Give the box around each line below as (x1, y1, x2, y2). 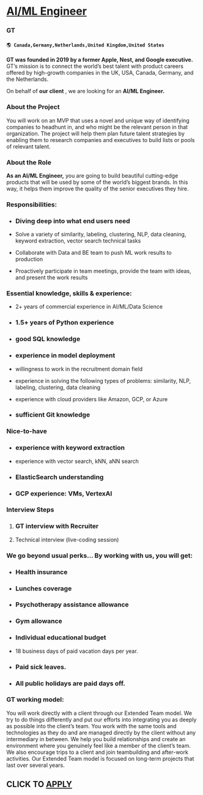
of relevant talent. (6, 143, 51, 150)
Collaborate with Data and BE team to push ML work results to (15, 249, 172, 257)
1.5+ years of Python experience (15, 318, 114, 327)
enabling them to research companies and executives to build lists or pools (6, 136, 195, 143)
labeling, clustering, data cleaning (15, 383, 101, 391)
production (15, 255, 43, 263)
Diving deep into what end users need (15, 216, 130, 225)
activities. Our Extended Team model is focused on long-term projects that (6, 755, 194, 762)
